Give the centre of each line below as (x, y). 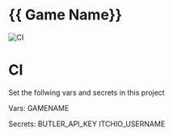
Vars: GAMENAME (39, 108)
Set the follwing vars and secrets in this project (86, 92)
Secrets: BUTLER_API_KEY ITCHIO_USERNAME (87, 124)
